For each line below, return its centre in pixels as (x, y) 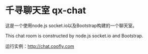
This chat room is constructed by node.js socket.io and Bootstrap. (74, 36)
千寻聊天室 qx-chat (46, 10)
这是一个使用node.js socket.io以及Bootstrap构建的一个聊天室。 (71, 25)
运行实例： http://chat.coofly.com (40, 46)
